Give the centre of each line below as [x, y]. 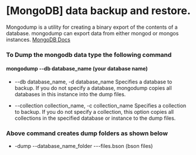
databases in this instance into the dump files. [70, 95]
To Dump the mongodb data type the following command [89, 55]
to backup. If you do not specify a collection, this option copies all [94, 112]
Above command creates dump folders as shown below [87, 133]
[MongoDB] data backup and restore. [98, 11]
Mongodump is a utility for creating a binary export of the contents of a [92, 27]
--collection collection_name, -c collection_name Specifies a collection [100, 106]
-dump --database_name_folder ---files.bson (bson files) [84, 146]
